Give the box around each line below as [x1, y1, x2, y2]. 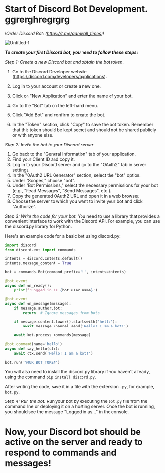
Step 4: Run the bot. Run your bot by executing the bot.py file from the [5, 398, 148, 404]
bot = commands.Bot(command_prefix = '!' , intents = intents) [5, 270, 126, 275]
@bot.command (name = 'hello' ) [5, 342, 63, 347]
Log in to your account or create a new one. [12, 83, 101, 89]
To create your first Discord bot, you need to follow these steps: [5, 49, 138, 55]
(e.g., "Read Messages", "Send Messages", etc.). [12, 187, 111, 193]
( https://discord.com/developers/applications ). [12, 73, 107, 79]
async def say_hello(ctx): [5, 346, 60, 351]
